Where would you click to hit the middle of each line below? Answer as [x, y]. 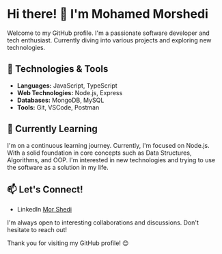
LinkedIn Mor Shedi [44, 209]
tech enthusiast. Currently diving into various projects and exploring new [109, 40]
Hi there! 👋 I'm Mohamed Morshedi [108, 14]
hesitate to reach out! [37, 230]
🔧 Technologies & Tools [58, 69]
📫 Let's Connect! [45, 189]
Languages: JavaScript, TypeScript [67, 86]
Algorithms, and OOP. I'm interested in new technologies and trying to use [111, 160]
